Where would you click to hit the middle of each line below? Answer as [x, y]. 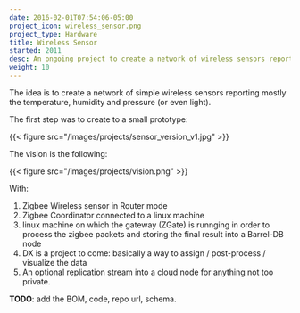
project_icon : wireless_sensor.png [75, 26]
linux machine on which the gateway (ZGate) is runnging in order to [146, 225]
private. [36, 281]
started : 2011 [36, 51]
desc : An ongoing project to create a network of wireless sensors [137, 59]
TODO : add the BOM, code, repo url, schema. [93, 299]
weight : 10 [29, 68]
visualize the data [54, 262]
